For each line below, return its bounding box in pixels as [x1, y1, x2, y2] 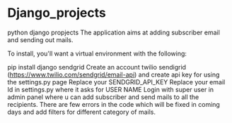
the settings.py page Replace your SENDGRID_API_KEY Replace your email [7, 77, 226, 86]
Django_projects [7, 5, 106, 21]
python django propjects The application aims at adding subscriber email [7, 28, 221, 37]
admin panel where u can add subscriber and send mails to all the [7, 93, 199, 101]
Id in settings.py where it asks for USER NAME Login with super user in [7, 85, 214, 93]
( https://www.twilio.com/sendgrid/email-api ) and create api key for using [7, 70, 220, 79]
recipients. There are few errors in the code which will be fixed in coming [7, 100, 221, 108]
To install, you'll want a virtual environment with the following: [7, 49, 187, 58]
